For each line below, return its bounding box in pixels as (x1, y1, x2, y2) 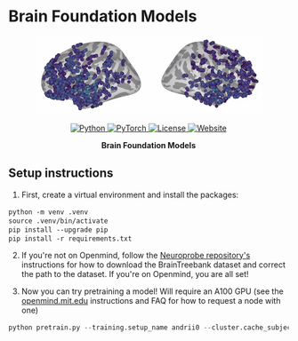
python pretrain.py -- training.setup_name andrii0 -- (8, 322, 213, 332)
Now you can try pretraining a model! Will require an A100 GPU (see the (20, 286, 284, 297)
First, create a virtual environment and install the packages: (20, 189, 239, 200)
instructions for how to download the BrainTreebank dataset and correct (20, 259, 286, 270)
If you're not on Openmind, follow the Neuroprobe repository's (20, 250, 251, 260)
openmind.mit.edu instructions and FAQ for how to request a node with (20, 295, 281, 305)
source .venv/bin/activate (8, 216, 109, 226)
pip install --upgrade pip (8, 225, 109, 234)
